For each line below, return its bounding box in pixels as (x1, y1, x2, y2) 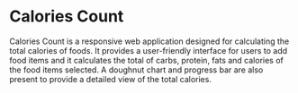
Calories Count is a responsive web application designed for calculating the (9, 36, 290, 46)
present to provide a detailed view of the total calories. (9, 73, 212, 84)
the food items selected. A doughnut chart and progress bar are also (9, 64, 264, 75)
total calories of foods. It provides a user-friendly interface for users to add (9, 45, 288, 55)
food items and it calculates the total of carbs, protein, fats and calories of (9, 55, 284, 65)
